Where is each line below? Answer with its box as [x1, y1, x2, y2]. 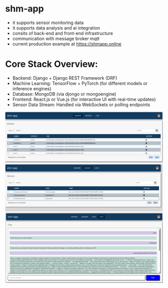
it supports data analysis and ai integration [12, 25, 100, 31]
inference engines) [12, 86, 51, 92]
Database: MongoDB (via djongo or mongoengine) [12, 91, 116, 97]
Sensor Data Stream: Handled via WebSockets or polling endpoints [12, 101, 150, 108]
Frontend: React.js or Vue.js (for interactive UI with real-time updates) [12, 96, 156, 102]
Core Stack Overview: [5, 59, 98, 70]
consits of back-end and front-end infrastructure [12, 30, 113, 36]
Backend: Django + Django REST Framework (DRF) [12, 75, 117, 81]
